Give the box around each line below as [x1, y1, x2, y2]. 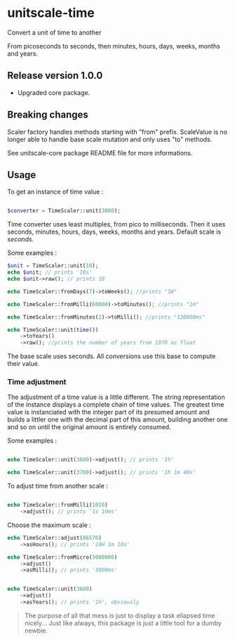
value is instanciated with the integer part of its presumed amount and [7, 408, 210, 417]
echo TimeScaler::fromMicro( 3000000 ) [7, 554, 118, 561]
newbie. [24, 626, 48, 635]
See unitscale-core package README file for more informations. [7, 148, 193, 157]
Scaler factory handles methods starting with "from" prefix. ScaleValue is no [7, 127, 228, 136]
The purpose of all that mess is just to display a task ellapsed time [24, 611, 215, 620]
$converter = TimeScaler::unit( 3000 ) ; [7, 208, 121, 215]
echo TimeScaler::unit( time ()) [7, 326, 99, 334]
